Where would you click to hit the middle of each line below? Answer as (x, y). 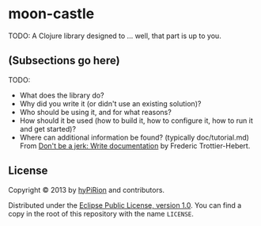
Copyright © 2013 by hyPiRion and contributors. (86, 190)
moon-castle (51, 14)
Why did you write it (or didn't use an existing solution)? (110, 103)
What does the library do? (62, 95)
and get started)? (48, 128)
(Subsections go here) (64, 61)
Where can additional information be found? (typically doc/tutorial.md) (134, 137)
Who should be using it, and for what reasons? (95, 112)
